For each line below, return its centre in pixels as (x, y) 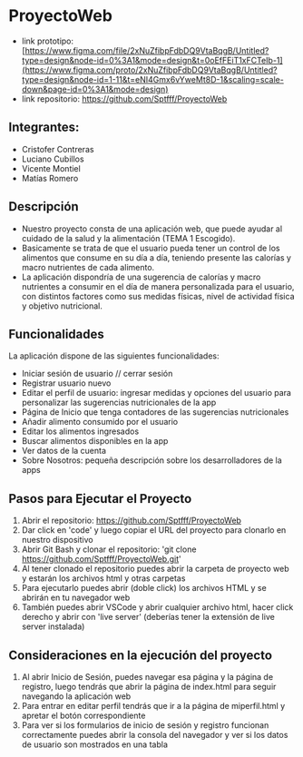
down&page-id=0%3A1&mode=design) (95, 89)
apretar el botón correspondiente (83, 715)
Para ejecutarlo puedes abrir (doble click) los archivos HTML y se (144, 588)
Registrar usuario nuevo (66, 383)
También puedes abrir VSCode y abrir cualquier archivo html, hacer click (157, 607)
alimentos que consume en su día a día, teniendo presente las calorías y (156, 257)
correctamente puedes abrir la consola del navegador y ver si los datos (155, 735)
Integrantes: (44, 128)
